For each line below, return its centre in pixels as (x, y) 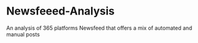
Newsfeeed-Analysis (61, 11)
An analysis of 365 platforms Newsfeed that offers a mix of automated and (99, 28)
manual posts (23, 34)
